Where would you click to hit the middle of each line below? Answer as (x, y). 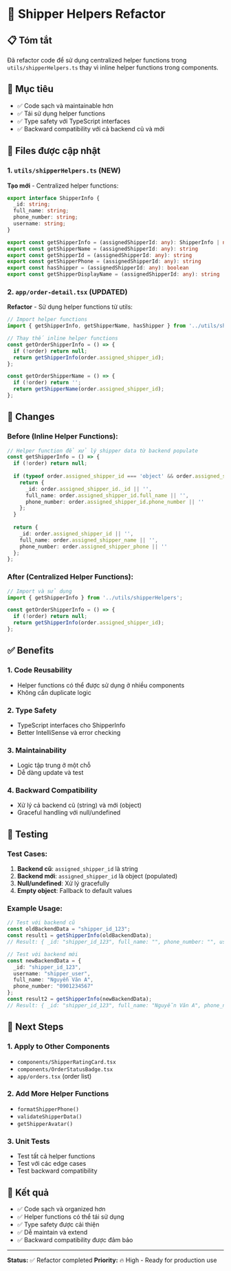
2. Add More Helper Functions (58, 1094)
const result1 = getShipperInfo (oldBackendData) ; (80, 936)
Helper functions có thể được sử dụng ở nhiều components (101, 685)
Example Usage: (35, 909)
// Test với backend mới (43, 954)
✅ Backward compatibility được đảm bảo (75, 1239)
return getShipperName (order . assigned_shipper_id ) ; (89, 389)
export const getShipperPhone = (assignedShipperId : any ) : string (104, 262)
